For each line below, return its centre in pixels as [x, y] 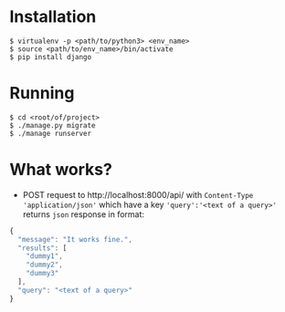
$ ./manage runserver [51, 133]
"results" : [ [42, 248]
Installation [53, 17]
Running [42, 94]
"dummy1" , [45, 256]
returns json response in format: [83, 214]
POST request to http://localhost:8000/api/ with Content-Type [138, 194]
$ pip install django [51, 57]
